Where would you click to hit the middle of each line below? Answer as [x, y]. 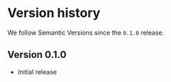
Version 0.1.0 [37, 55]
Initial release [37, 71]
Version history [54, 13]
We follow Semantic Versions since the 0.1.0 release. [86, 33]
